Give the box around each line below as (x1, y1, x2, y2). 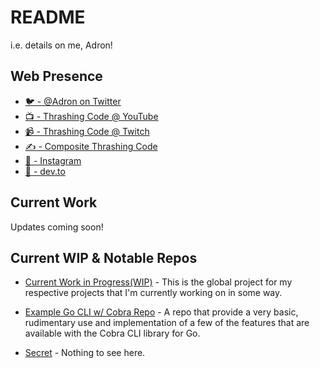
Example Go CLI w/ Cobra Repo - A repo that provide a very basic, (24, 306, 299, 318)
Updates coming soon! (10, 221, 104, 233)
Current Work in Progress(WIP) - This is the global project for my (24, 276, 293, 288)
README (10, 6, 86, 29)
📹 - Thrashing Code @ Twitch (24, 125, 150, 137)
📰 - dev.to (24, 165, 66, 177)
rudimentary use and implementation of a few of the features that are (24, 317, 310, 329)
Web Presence (10, 68, 103, 85)
